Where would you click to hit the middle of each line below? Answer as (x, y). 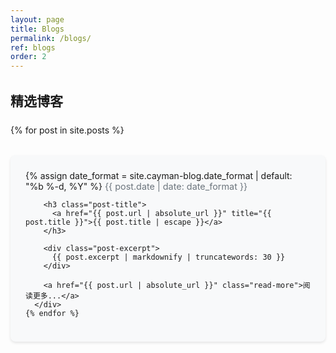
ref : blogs (33, 47)
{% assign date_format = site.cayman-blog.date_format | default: (159, 176)
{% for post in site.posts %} (67, 130)
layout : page (37, 19)
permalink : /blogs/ (51, 38)
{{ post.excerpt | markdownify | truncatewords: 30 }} (168, 257)
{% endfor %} (52, 314)
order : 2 (28, 57)
